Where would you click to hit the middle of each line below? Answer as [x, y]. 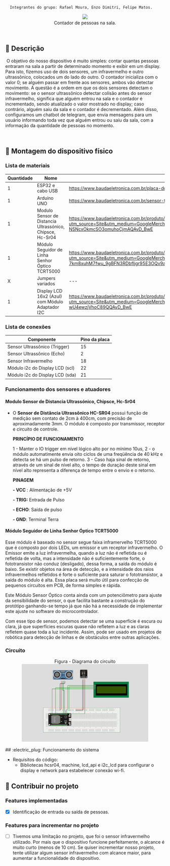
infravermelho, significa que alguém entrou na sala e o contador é [74, 98]
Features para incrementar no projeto [52, 825]
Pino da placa [95, 339]
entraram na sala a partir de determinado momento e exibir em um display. [83, 66]
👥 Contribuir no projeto [42, 786]
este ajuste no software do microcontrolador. [52, 611]
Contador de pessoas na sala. [85, 23]
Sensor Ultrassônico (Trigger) [38, 347]
